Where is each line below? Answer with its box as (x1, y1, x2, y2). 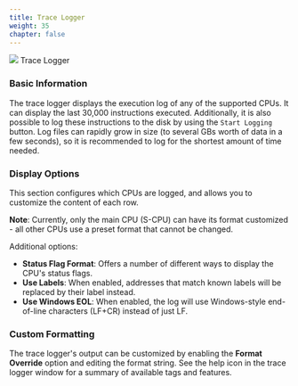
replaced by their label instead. (21, 286, 136, 297)
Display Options (9, 167, 80, 179)
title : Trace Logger (9, 12, 86, 22)
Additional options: (9, 241, 78, 251)
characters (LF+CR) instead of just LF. (48, 305, 189, 316)
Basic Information (9, 78, 88, 90)
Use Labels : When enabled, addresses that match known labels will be (21, 277, 282, 288)
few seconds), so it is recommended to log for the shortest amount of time (9, 136, 282, 146)
